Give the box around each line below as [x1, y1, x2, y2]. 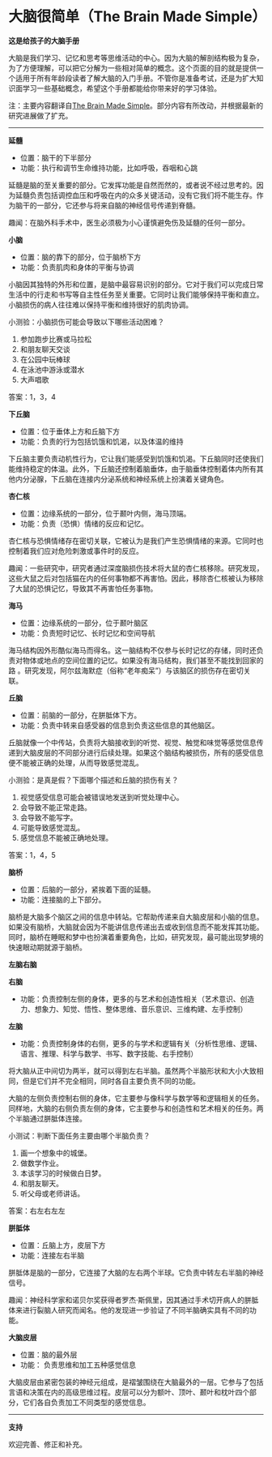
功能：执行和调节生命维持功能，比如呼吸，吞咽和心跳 [19, 163, 198, 173]
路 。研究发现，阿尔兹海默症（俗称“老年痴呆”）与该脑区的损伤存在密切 [8, 666, 244, 675]
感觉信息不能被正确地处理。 [19, 833, 113, 842]
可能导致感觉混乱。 [19, 822, 85, 832]
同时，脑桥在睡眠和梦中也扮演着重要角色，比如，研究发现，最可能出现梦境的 [8, 932, 264, 941]
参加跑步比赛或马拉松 [19, 334, 91, 344]
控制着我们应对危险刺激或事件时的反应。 [8, 546, 143, 555]
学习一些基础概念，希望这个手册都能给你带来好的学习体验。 [22, 83, 221, 93]
